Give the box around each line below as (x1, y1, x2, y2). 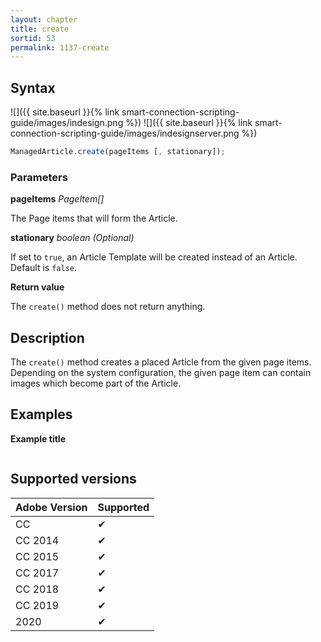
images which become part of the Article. (10, 377, 182, 390)
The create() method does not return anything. (10, 301, 206, 313)
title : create (10, 24, 70, 34)
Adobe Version (15, 500, 88, 514)
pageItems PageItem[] (10, 193, 105, 205)
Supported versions (10, 471, 137, 488)
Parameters (10, 170, 68, 184)
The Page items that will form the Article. (10, 212, 178, 225)
